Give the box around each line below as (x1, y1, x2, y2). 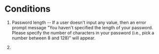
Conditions (4, 3, 51, 15)
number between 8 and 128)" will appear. (11, 35, 95, 41)
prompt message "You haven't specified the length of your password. (11, 24, 153, 30)
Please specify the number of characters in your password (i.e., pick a (11, 30, 155, 36)
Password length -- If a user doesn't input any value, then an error (11, 19, 146, 25)
